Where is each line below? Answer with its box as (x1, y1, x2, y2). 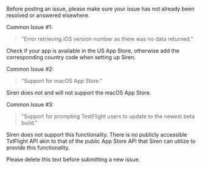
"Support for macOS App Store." (21, 77, 103, 84)
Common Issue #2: (6, 65, 54, 73)
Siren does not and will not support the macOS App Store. (6, 89, 151, 96)
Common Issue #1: (6, 24, 53, 31)
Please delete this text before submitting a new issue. (6, 156, 141, 163)
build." (21, 119, 38, 126)
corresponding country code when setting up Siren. (6, 54, 136, 60)
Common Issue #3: (6, 101, 54, 108)
